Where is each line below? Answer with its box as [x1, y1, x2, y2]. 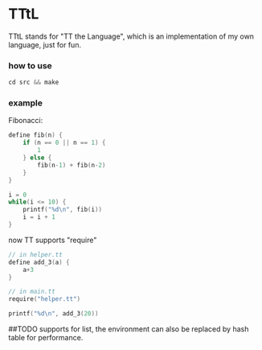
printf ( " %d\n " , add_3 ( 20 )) [8, 310, 99, 318]
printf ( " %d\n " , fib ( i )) [23, 206, 103, 214]
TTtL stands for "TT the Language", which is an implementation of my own [8, 31, 255, 41]
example [8, 97, 43, 109]
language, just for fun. [8, 39, 82, 49]
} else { [23, 154, 52, 162]
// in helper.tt [8, 250, 63, 258]
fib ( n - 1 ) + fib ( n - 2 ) [37, 161, 106, 169]
